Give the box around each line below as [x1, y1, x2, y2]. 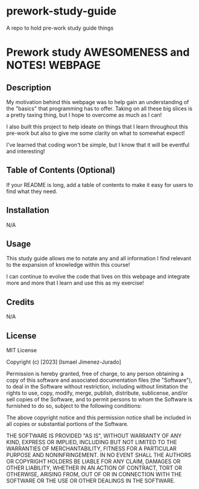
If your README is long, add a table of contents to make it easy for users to [6, 181, 194, 188]
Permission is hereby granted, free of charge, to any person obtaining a [6, 370, 184, 377]
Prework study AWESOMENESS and [6, 45, 190, 59]
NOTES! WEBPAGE [6, 59, 101, 72]
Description [6, 82, 51, 93]
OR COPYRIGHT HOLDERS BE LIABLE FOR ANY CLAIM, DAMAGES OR [6, 458, 181, 465]
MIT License [6, 347, 37, 353]
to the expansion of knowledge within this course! [6, 261, 130, 269]
